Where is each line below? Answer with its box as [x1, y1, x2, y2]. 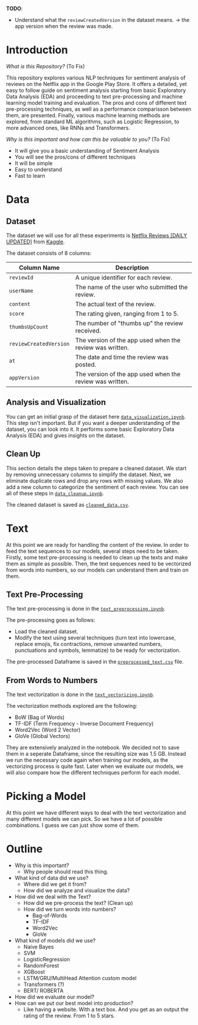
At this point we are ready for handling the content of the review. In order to [6, 541, 189, 548]
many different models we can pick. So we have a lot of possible [6, 816, 163, 823]
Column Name [18, 263, 60, 272]
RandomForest [23, 962, 60, 969]
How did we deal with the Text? [14, 893, 91, 900]
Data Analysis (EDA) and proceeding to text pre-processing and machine [6, 93, 183, 100]
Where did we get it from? [23, 881, 87, 888]
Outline [6, 842, 43, 856]
